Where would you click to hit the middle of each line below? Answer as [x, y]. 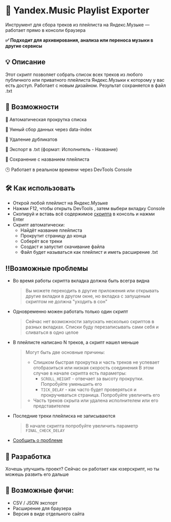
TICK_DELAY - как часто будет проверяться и [89, 389]
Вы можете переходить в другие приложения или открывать [92, 291]
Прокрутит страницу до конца [53, 236]
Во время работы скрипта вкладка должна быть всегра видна [81, 281]
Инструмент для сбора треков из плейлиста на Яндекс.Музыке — [78, 25]
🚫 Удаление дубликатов [31, 139]
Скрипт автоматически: [39, 225]
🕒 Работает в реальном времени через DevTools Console [69, 170]
